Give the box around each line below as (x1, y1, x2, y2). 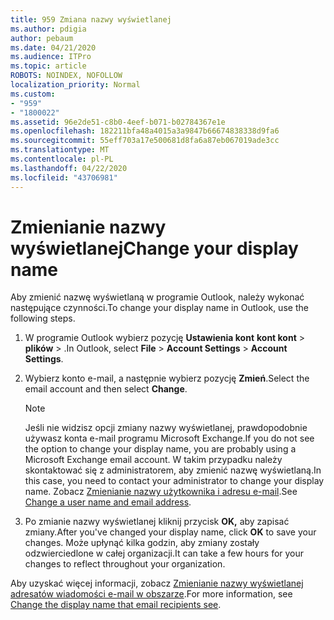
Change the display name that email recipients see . (10, 599, 222, 611)
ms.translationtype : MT (10, 145, 110, 155)
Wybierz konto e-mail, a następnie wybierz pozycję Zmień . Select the (24, 372, 310, 385)
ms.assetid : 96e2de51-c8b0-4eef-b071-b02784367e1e (10, 117, 226, 127)
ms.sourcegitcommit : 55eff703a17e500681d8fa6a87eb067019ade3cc (10, 136, 280, 146)
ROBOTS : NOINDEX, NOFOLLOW (10, 71, 123, 81)
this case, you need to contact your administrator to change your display (24, 475, 325, 487)
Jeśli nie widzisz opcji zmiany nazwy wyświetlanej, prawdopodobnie (24, 422, 308, 434)
